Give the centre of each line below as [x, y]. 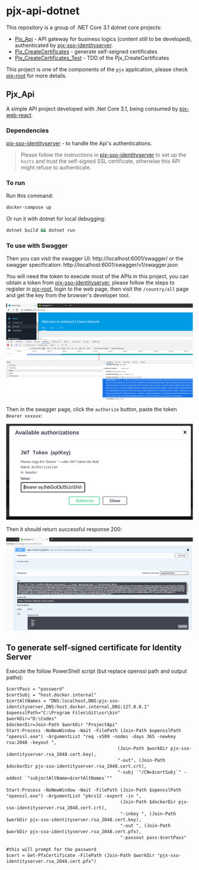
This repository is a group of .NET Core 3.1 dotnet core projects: [84, 27]
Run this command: [30, 196]
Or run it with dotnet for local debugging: [56, 219]
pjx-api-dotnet [43, 11]
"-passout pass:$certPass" [153, 838]
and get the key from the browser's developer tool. [68, 295]
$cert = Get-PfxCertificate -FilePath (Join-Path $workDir [81, 856]
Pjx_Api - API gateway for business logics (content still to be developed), [103, 39]
